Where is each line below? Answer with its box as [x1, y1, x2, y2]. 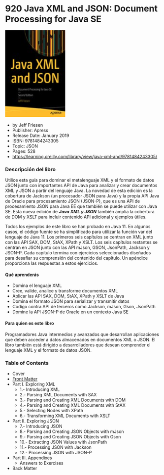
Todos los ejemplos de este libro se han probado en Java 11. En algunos [5, 224, 151, 230]
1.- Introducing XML [19, 386, 60, 392]
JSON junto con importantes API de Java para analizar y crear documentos [5, 183, 158, 189]
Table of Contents [5, 359, 49, 366]
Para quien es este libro [5, 320, 54, 327]
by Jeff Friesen [12, 122, 43, 128]
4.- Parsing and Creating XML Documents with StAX [19, 402, 126, 408]
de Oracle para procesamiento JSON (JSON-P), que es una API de [5, 198, 140, 204]
